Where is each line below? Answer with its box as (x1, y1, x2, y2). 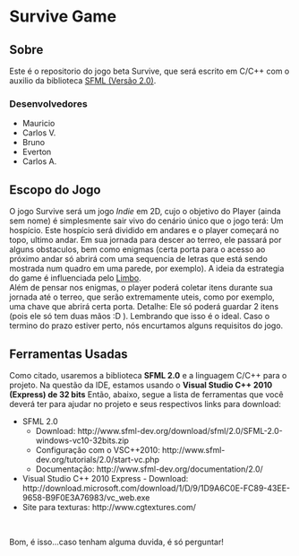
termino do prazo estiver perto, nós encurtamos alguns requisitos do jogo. (9, 320, 284, 331)
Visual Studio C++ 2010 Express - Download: (21, 473, 189, 483)
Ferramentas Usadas (9, 346, 128, 361)
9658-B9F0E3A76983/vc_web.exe (21, 491, 150, 503)
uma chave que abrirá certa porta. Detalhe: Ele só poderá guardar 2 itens (9, 301, 279, 312)
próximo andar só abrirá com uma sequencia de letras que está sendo (9, 254, 269, 265)
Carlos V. (21, 127, 56, 138)
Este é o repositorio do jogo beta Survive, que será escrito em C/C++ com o (9, 65, 290, 76)
